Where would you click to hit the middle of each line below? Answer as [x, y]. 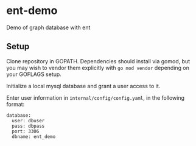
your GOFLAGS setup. [34, 74]
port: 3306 [26, 131]
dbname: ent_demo [34, 137]
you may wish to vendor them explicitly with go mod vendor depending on [98, 68]
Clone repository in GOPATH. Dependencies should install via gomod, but [98, 61]
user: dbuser [28, 120]
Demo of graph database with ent [48, 27]
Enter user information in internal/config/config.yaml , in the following [95, 97]
